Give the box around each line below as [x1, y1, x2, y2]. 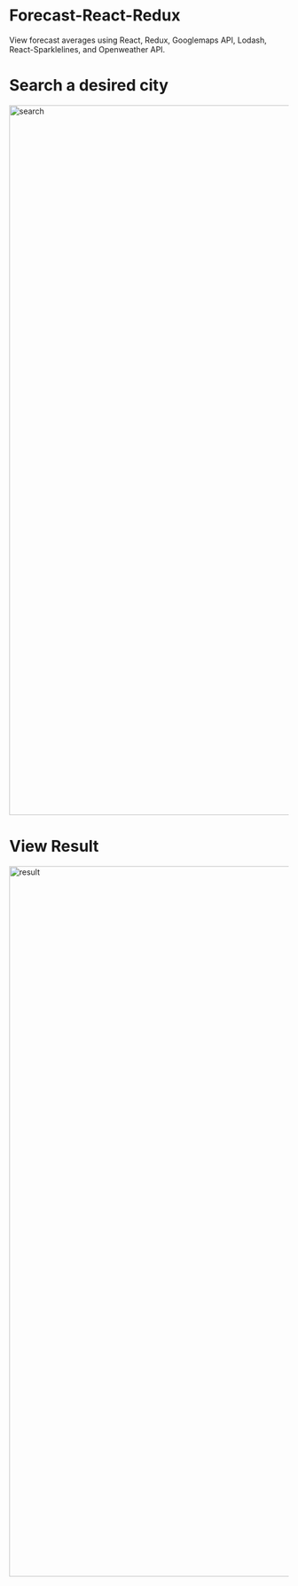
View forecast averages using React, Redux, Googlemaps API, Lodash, [9, 35, 268, 45]
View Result [9, 837, 99, 857]
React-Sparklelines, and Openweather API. [9, 44, 166, 54]
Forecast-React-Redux [9, 5, 181, 26]
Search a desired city [9, 75, 169, 96]
